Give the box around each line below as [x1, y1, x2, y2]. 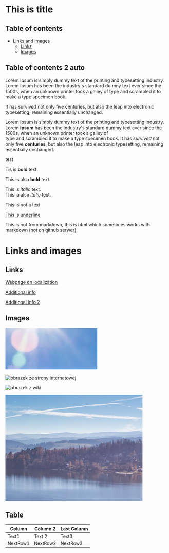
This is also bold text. [5, 176, 51, 182]
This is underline [5, 211, 41, 218]
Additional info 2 [5, 299, 40, 305]
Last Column [60, 526, 88, 532]
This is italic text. [5, 186, 41, 192]
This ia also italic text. [5, 191, 51, 198]
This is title [5, 4, 53, 15]
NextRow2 [34, 540, 57, 546]
